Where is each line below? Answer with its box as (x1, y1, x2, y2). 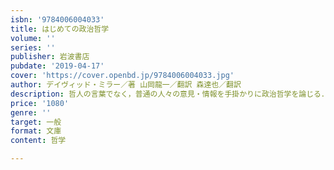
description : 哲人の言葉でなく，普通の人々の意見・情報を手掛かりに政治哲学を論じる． (10, 89, 329, 99)
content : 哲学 (10, 136, 67, 146)
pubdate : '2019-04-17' (10, 61, 105, 71)
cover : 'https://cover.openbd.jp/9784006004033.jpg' (10, 71, 235, 81)
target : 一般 (10, 117, 62, 127)
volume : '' (10, 33, 56, 43)
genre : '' (10, 107, 52, 118)
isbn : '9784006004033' (10, 14, 105, 25)
